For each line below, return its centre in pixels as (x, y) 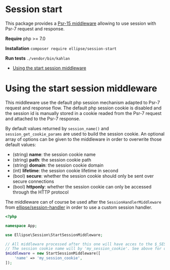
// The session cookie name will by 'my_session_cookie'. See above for (83, 249)
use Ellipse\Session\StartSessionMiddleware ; (54, 235)
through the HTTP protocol (41, 192)
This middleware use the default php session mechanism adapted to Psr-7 (83, 102)
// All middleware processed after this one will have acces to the (79, 244)
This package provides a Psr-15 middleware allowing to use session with (81, 23)
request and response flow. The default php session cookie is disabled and (83, 108)
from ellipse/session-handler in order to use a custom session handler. (79, 207)
